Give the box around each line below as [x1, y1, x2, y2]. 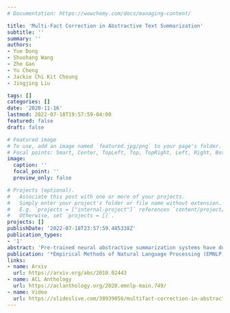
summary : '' [7, 35, 41, 42]
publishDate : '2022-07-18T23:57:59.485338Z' [7, 225, 136, 232]
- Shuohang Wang [7, 54, 53, 62]
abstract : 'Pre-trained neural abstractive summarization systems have [7, 244, 216, 251]
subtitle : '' [7, 29, 44, 36]
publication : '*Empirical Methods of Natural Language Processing [7, 251, 201, 258]
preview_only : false [13, 175, 72, 181]
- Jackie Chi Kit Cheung [7, 73, 78, 80]
